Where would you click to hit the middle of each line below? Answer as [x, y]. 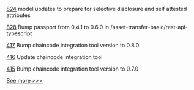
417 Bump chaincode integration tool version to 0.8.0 [73, 45]
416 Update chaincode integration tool [54, 57]
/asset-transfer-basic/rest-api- [149, 27]
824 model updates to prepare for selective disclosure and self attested [97, 9]
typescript [19, 33]
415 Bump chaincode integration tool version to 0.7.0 [73, 69]
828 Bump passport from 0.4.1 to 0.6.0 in [58, 27]
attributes [18, 15]
